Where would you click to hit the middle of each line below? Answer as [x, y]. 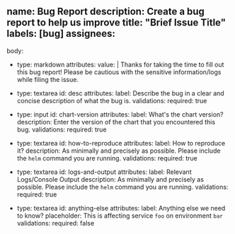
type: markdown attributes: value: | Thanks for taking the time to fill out [120, 64]
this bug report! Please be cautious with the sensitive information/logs [119, 72]
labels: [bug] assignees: [61, 34]
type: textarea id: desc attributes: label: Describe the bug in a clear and [120, 93]
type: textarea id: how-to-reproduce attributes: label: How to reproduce [121, 143]
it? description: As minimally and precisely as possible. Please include [119, 151]
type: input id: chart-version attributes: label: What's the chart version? [120, 114]
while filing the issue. [48, 79]
